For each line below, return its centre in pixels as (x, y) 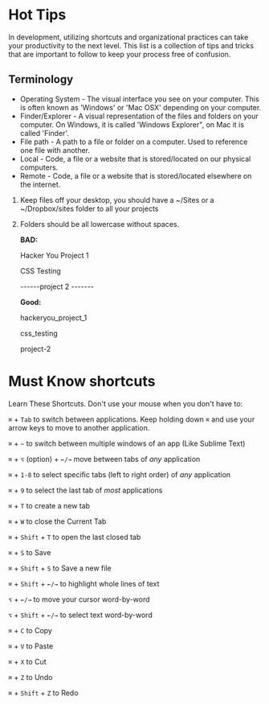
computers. (39, 167)
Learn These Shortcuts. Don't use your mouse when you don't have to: (126, 403)
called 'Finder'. (45, 133)
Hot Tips (37, 15)
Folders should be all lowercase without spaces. (99, 224)
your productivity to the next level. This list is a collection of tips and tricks (131, 45)
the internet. (40, 184)
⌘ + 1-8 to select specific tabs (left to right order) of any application (120, 474)
